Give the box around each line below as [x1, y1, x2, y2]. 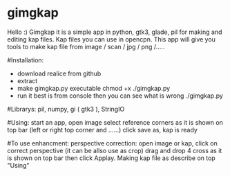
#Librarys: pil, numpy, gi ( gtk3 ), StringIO [7, 105, 125, 113]
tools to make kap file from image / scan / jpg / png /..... [7, 42, 165, 51]
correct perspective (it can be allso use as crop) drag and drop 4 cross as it [7, 146, 222, 155]
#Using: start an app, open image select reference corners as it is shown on [7, 118, 223, 126]
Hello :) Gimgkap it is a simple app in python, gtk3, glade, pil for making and [7, 28, 222, 36]
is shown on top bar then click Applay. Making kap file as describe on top [7, 154, 215, 162]
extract [17, 76, 38, 85]
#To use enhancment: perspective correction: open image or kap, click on [7, 139, 218, 147]
